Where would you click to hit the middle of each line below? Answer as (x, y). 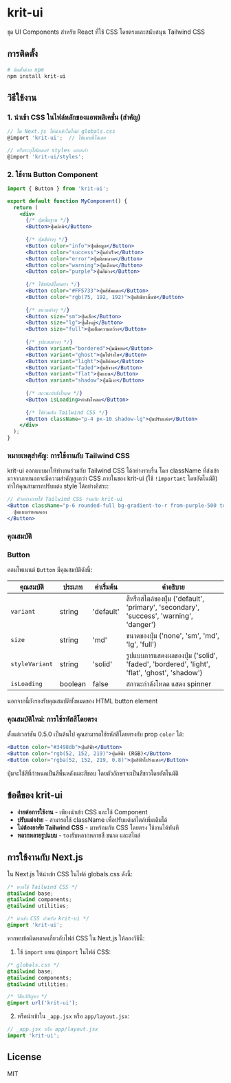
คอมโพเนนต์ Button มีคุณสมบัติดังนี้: (50, 570)
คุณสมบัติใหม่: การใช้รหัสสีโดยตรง (52, 719)
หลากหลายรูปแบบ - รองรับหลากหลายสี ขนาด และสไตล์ (79, 835)
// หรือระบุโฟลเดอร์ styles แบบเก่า (47, 150)
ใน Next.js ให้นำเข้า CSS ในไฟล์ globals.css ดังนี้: (70, 874)
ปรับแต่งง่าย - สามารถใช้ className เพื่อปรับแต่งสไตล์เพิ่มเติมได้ (92, 819)
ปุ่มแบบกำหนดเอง (30, 512)
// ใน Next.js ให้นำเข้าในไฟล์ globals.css (61, 132)
